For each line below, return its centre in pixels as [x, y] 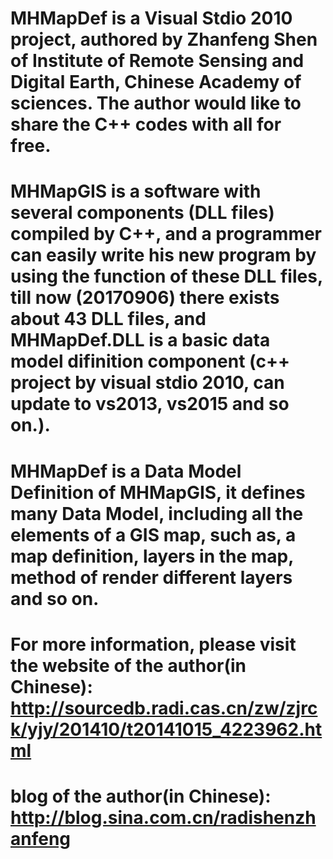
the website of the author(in [128, 665]
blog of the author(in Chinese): [141, 796]
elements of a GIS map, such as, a [153, 534]
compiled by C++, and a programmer [166, 234]
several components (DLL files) [142, 213]
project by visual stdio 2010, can [147, 383]
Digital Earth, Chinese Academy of [156, 82]
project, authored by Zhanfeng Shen [164, 39]
